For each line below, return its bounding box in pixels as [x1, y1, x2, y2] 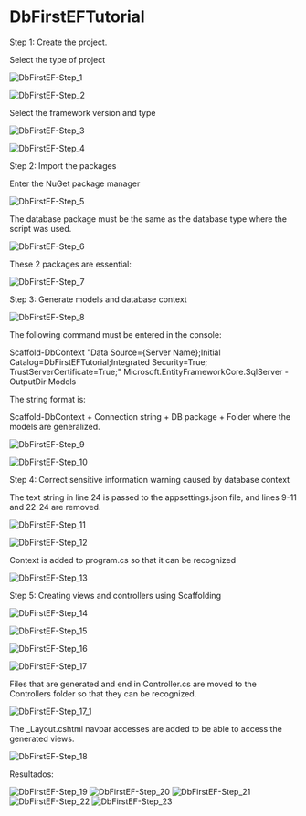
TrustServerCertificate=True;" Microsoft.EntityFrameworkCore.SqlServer [9, 366, 283, 377]
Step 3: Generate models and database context [9, 294, 187, 305]
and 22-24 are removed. [9, 501, 101, 512]
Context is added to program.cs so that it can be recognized [9, 554, 236, 565]
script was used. [9, 223, 72, 234]
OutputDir [9, 376, 47, 387]
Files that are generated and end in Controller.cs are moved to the [9, 678, 258, 689]
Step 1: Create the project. [9, 37, 108, 47]
